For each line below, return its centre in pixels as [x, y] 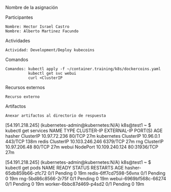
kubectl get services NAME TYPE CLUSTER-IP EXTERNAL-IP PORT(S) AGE [84, 131]
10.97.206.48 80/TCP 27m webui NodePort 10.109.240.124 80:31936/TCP [82, 147]
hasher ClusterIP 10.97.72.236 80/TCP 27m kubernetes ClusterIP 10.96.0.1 [83, 136]
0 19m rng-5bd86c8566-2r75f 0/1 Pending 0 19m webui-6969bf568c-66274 [86, 178]
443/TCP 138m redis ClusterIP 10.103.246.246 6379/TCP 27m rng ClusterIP [84, 141]
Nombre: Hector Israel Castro [38, 27]
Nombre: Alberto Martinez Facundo [42, 31]
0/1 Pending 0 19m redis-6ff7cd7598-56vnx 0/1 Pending [107, 173]
